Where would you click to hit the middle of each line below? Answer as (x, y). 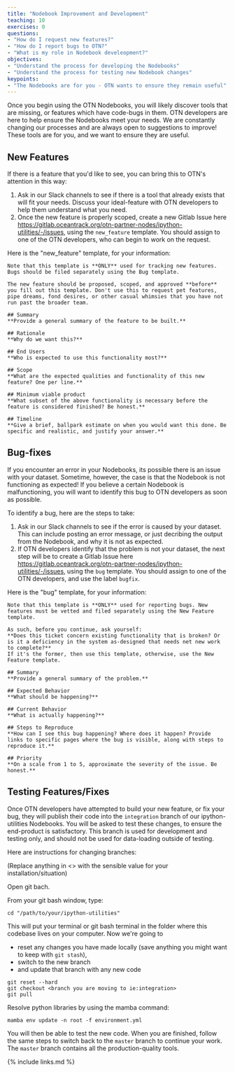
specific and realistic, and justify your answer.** (86, 431)
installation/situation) (37, 873)
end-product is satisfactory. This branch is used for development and (107, 831)
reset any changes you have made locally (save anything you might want (122, 947)
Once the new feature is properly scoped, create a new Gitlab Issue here (122, 217)
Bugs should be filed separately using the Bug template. (93, 272)
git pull (20, 994)
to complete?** (29, 648)
